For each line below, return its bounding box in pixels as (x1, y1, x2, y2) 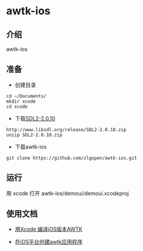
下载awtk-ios (14, 143, 47, 150)
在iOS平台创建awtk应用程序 (14, 238, 83, 246)
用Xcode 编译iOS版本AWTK (14, 225, 83, 233)
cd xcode (6, 103, 28, 110)
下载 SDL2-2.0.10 (14, 114, 55, 122)
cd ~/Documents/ (6, 93, 46, 99)
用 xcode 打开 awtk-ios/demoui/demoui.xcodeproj (6, 190, 129, 197)
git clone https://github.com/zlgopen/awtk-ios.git (6, 155, 137, 161)
